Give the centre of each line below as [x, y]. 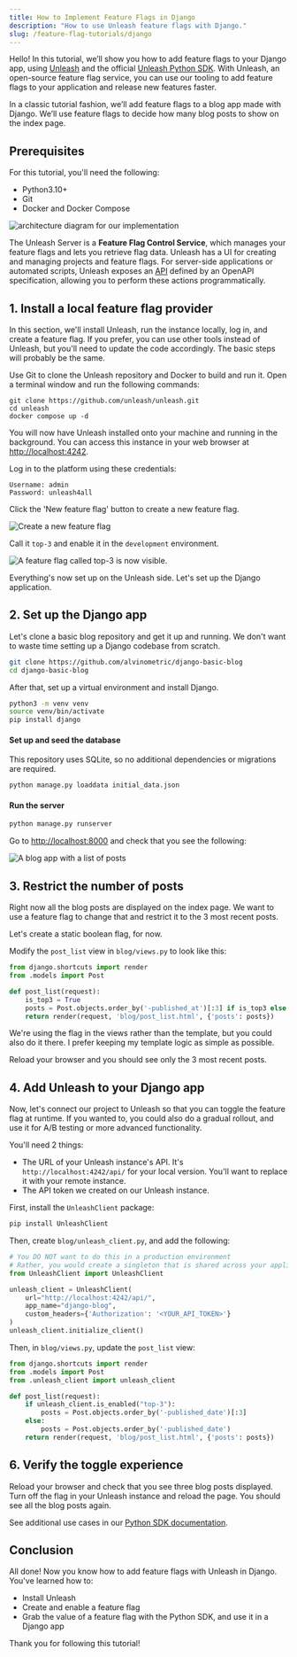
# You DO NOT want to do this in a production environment [120, 1257]
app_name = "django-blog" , [71, 1306]
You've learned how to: [51, 1581]
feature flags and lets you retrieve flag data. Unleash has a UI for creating [143, 253]
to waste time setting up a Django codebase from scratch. [115, 646]
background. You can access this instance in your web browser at [129, 442]
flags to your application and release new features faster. [113, 87]
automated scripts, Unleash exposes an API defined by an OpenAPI [132, 271]
